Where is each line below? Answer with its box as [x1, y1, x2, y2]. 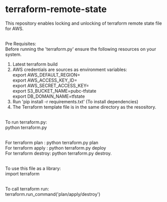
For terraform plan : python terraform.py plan [5, 140, 99, 146]
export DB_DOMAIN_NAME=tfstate [12, 93, 85, 99]
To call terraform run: [5, 185, 49, 192]
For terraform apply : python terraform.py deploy [5, 145, 107, 151]
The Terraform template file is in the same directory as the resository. [12, 104, 156, 110]
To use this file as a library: [5, 165, 61, 171]
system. [5, 51, 22, 57]
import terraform [5, 170, 40, 177]
